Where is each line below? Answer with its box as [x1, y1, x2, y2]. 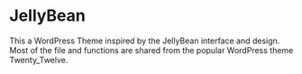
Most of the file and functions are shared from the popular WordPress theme [9, 44, 294, 55]
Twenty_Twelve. [9, 54, 69, 65]
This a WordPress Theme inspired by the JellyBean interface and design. [9, 35, 280, 46]
